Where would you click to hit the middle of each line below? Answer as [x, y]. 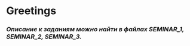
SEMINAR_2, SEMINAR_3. [44, 37]
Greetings [31, 11]
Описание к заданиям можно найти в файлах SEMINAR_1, [95, 29]
